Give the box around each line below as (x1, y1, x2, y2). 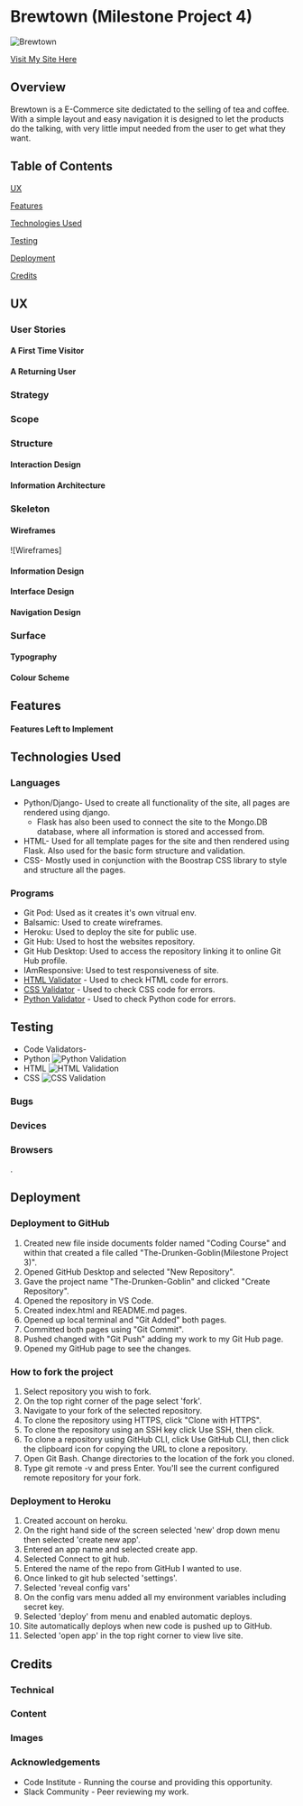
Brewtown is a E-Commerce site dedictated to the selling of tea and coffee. (10, 104, 289, 115)
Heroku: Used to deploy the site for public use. (23, 926, 197, 937)
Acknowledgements (10, 1756, 101, 1769)
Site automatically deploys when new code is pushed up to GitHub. (23, 1621, 273, 1632)
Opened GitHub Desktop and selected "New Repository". (23, 1266, 235, 1277)
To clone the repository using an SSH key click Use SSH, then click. (23, 1424, 274, 1435)
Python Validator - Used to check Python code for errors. (23, 994, 236, 1004)
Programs (10, 887, 55, 899)
